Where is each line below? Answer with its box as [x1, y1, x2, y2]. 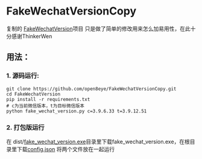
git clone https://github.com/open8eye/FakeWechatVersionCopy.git [6, 86, 177, 92]
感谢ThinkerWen [11, 32, 52, 40]
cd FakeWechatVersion [6, 91, 61, 97]
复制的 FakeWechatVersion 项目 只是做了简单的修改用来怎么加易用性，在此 [6, 25, 191, 32]
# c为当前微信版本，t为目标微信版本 [6, 103, 84, 109]
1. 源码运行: [6, 71, 39, 80]
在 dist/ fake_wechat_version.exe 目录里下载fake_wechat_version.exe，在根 [6, 138, 190, 145]
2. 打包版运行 [6, 123, 45, 131]
